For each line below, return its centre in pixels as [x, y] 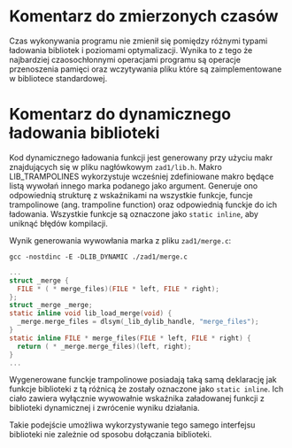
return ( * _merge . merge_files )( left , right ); [104, 346]
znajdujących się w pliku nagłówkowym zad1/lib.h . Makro [116, 166]
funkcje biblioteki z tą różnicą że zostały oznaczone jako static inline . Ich [146, 389]
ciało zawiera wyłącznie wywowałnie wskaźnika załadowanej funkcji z [137, 398]
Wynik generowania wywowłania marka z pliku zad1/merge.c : [120, 240]
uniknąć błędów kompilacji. [58, 223]
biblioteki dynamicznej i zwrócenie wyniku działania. [105, 408]
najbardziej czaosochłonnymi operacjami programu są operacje [125, 59]
